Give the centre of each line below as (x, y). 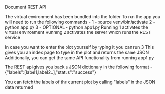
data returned (19, 87)
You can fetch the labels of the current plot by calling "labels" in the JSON (80, 82)
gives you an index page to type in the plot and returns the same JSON (77, 52)
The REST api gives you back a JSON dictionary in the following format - (79, 67)
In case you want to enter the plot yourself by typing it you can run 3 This (80, 47)
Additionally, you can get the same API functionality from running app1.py (80, 58)
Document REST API (26, 7)
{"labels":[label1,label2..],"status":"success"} (50, 72)
